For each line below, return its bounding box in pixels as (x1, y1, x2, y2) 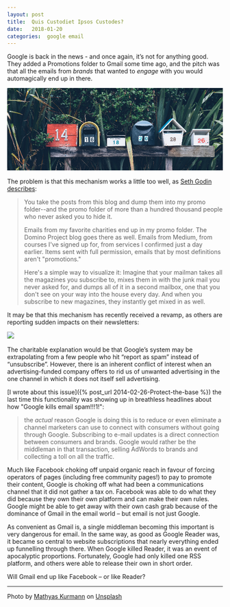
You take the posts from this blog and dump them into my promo (23, 198, 206, 206)
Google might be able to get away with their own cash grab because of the (7, 502, 218, 511)
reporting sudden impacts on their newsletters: (7, 318, 140, 326)
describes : (7, 185, 38, 193)
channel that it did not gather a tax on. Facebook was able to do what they (7, 488, 217, 496)
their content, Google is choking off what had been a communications (7, 481, 204, 489)
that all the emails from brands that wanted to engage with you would (7, 67, 203, 76)
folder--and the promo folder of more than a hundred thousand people (23, 205, 223, 214)
